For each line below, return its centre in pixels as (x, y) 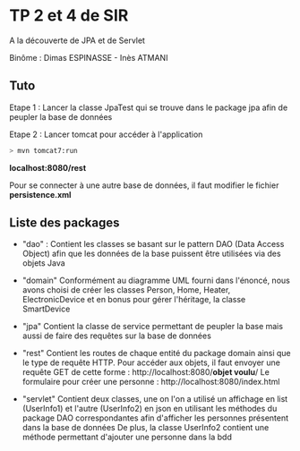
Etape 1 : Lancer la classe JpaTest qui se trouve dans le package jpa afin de (149, 107)
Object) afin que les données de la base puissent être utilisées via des (151, 254)
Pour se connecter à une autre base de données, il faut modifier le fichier (144, 185)
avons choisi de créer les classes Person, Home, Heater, (126, 290)
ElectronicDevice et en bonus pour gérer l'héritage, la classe (134, 300)
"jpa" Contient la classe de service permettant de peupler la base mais (153, 327)
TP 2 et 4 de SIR (69, 16)
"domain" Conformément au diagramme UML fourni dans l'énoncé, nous (156, 281)
